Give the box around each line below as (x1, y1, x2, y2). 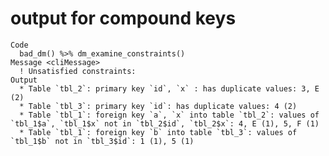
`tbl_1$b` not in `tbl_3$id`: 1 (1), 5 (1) (10, 136, 195, 146)
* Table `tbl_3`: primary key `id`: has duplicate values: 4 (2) (19, 101, 298, 111)
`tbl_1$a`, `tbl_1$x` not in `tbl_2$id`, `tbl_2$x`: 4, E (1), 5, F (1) (10, 118, 320, 129)
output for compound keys (10, 7, 237, 30)
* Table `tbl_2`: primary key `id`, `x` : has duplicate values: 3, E (19, 83, 320, 94)
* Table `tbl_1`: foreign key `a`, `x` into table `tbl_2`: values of (19, 110, 320, 120)
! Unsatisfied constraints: (19, 66, 137, 76)
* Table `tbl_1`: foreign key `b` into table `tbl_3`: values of (19, 127, 298, 137)
